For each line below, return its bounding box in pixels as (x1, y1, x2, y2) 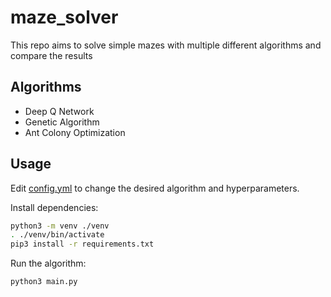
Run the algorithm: (10, 257, 87, 270)
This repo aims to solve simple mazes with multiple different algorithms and (10, 39, 322, 51)
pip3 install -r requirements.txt (10, 239, 155, 250)
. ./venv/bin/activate (10, 230, 105, 240)
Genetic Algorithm (24, 116, 100, 128)
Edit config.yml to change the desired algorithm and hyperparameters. (10, 182, 300, 194)
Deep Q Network (24, 105, 95, 117)
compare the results (10, 49, 93, 61)
